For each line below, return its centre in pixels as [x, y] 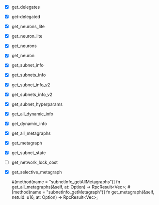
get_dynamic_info [29, 124]
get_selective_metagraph [37, 172]
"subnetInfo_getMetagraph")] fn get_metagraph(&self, [100, 192]
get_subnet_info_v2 [31, 85]
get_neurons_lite [28, 27]
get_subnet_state [29, 153]
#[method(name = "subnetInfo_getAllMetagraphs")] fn [66, 182]
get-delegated [26, 17]
